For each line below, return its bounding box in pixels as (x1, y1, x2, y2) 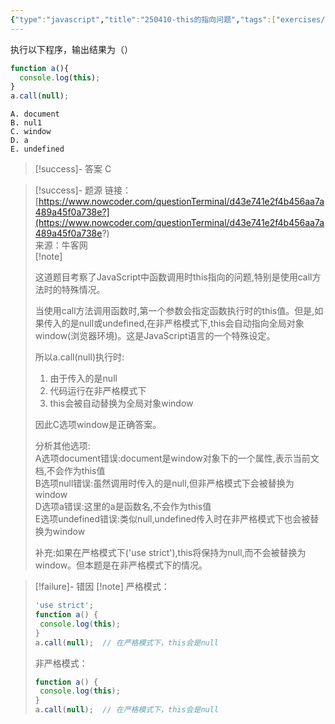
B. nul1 (10, 118, 43, 128)
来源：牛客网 (34, 239, 88, 251)
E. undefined (10, 144, 65, 155)
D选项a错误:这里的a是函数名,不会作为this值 (34, 501, 212, 513)
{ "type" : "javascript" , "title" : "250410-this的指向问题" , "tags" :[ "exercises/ (10, 14, 326, 25)
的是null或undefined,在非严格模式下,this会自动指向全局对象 (61, 317, 305, 330)
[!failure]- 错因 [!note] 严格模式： (34, 581, 170, 593)
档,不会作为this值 (34, 465, 106, 477)
